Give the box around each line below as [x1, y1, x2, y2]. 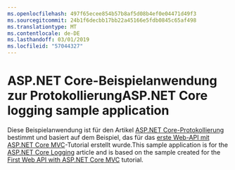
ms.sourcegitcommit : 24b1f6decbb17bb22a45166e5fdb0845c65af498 [7, 17, 197, 24]
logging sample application [7, 103, 170, 119]
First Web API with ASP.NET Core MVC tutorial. [7, 155, 144, 164]
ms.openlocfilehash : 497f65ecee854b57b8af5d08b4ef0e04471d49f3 [7, 10, 197, 17]
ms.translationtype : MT [7, 23, 77, 30]
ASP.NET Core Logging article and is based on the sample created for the [7, 148, 221, 156]
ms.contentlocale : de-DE [7, 29, 80, 37]
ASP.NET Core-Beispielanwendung [7, 73, 217, 89]
